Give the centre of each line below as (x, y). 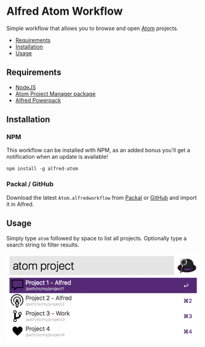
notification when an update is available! (57, 157)
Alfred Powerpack (38, 100)
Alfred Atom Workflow (65, 11)
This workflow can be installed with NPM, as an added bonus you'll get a (98, 150)
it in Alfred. (20, 204)
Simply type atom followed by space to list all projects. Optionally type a (97, 238)
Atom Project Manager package (56, 94)
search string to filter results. (43, 245)
